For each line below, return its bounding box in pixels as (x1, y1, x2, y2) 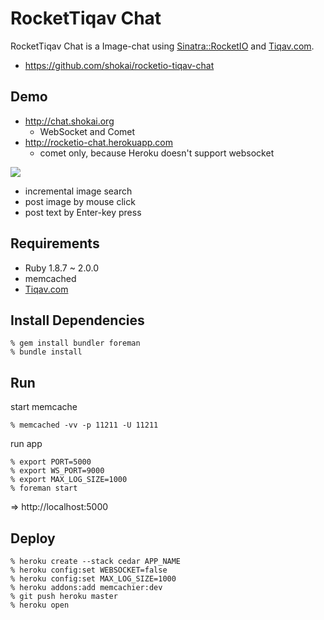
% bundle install (10, 347, 83, 357)
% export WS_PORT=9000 (10, 466, 105, 476)
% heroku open (10, 600, 70, 610)
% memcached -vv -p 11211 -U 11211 (10, 420, 159, 431)
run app (10, 438, 43, 450)
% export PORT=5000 (10, 457, 92, 467)
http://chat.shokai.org (24, 115, 115, 127)
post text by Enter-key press (24, 206, 142, 218)
